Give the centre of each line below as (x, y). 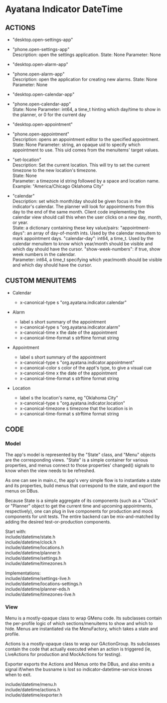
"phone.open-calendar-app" (42, 104)
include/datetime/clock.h (31, 542)
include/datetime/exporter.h (34, 695)
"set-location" (27, 159)
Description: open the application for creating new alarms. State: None (85, 79)
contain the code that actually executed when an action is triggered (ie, (78, 649)
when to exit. (18, 674)
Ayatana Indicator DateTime (64, 9)
